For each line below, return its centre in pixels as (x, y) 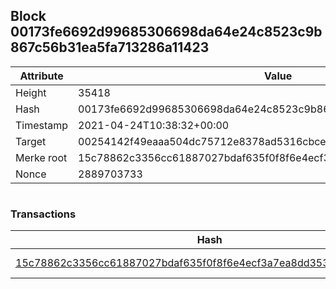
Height (31, 92)
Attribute (41, 76)
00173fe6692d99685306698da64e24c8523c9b (166, 32)
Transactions (43, 214)
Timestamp (42, 125)
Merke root (41, 157)
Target (31, 141)
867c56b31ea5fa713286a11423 (110, 47)
